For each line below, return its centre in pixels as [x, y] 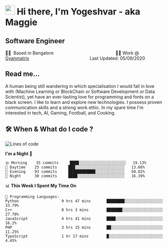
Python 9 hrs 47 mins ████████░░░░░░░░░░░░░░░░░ [84, 201]
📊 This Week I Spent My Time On [41, 185]
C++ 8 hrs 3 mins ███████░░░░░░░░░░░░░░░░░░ [84, 210]
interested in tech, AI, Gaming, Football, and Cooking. [60, 112]
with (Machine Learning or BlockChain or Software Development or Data [80, 91]
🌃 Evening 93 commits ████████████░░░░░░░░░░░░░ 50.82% [75, 171]
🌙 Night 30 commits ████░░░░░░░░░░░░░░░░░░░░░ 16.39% [75, 176]
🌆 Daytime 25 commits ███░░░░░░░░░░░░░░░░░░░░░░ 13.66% [75, 167]
